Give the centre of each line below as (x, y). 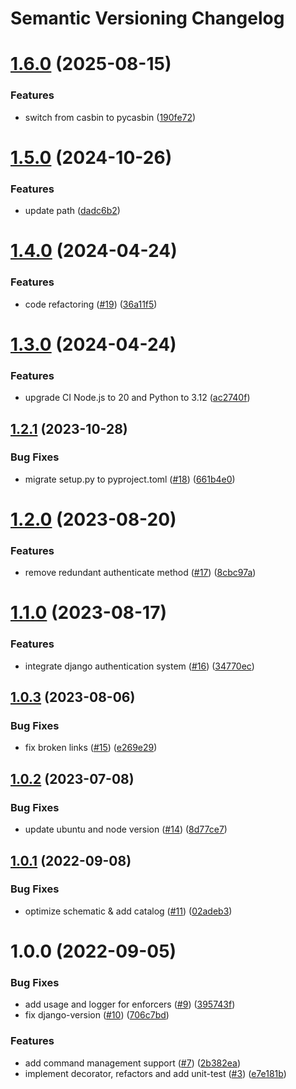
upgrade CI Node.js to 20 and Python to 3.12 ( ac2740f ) (137, 398)
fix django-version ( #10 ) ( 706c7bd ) (97, 1015)
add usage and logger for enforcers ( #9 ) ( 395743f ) (130, 1004)
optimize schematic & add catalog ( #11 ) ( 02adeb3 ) (128, 911)
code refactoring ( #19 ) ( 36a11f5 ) (91, 304)
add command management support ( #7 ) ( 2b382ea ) (133, 1063)
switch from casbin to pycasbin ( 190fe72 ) (110, 117)
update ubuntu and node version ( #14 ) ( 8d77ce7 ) (126, 829)
